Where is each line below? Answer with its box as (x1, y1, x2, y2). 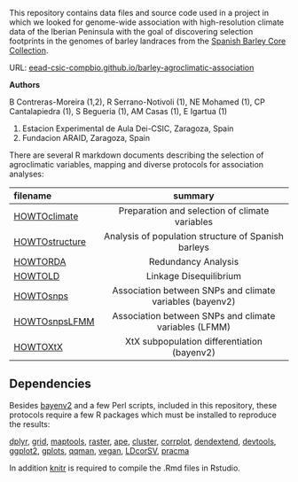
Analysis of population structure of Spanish (103, 230, 284, 242)
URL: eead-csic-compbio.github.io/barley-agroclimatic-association (9, 62, 255, 73)
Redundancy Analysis (148, 256, 239, 268)
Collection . (9, 45, 49, 56)
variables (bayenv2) (152, 296, 236, 307)
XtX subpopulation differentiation (124, 336, 263, 347)
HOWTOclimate (13, 210, 79, 222)
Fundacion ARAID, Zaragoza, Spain (21, 133, 151, 143)
